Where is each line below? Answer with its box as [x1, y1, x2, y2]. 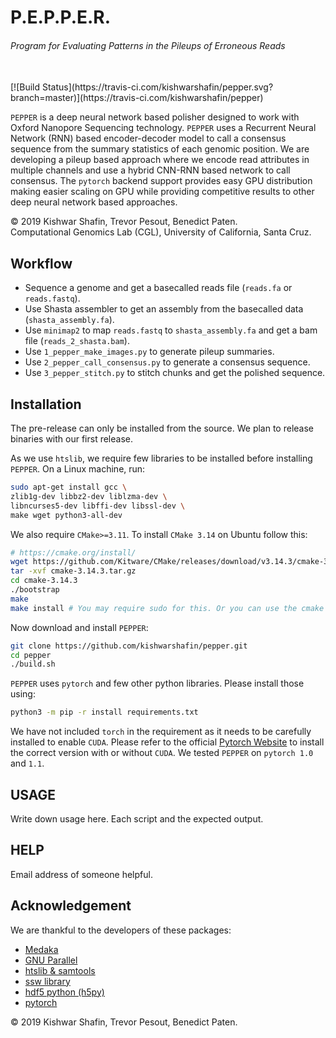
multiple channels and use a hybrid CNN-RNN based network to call [10, 164, 291, 176]
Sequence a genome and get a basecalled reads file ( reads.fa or [24, 282, 293, 294]
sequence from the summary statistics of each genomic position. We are [10, 143, 310, 155]
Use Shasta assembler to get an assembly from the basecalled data [24, 303, 304, 315]
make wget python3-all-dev [10, 510, 123, 520]
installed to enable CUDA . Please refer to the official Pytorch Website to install [10, 736, 325, 748]
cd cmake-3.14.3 [10, 576, 78, 586]
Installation [10, 396, 82, 413]
